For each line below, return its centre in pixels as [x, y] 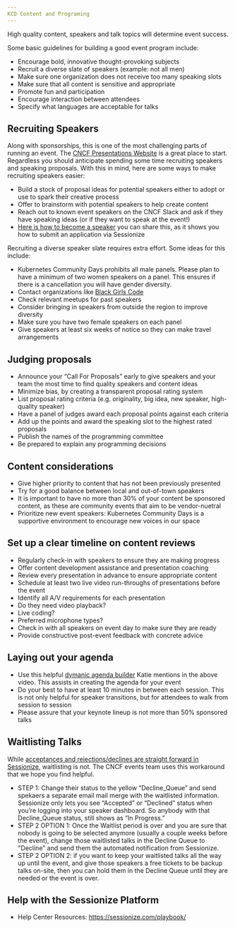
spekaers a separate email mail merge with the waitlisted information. [119, 795]
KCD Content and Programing [49, 14]
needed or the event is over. [58, 878]
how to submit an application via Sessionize [81, 235]
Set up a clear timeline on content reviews [102, 543]
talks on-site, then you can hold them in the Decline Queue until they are [122, 870]
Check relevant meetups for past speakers [79, 300]
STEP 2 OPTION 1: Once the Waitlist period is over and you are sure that [122, 825]
